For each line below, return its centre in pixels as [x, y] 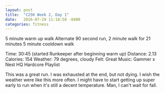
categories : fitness [27, 24]
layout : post [19, 10]
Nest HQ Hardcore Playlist [32, 65]
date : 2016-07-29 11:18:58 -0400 [43, 19]
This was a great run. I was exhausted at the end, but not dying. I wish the [82, 75]
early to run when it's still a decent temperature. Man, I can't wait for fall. [81, 85]
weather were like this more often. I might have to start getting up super [80, 80]
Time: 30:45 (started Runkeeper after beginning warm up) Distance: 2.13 [81, 54]
